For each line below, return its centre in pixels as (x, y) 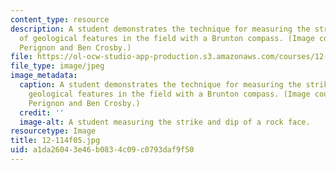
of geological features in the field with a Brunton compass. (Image (167, 38)
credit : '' (42, 112)
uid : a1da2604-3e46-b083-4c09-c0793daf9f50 (102, 150)
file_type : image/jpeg (57, 66)
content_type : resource (60, 19)
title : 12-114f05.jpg (55, 141)
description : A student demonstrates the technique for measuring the (160, 29)
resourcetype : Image (53, 131)
